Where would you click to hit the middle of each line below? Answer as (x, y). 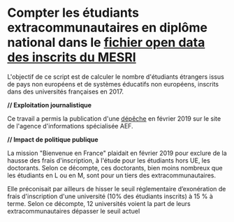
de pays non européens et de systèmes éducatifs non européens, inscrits (113, 84)
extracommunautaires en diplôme (108, 28)
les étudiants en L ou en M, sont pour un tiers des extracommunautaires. (112, 175)
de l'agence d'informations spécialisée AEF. (71, 126)
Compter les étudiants (73, 13)
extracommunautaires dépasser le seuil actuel (74, 211)
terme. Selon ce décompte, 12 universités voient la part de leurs (99, 203)
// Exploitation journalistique (50, 105)
